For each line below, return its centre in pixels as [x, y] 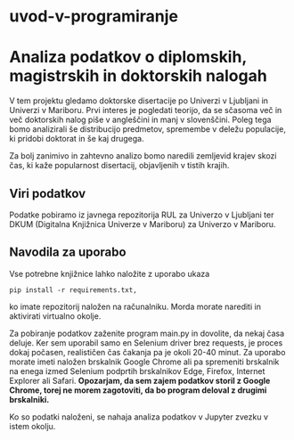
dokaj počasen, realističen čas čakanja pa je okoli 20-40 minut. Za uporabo [147, 352]
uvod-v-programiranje [94, 16]
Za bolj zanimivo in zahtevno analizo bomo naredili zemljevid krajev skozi [143, 156]
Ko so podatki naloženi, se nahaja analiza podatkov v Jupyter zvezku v [139, 417]
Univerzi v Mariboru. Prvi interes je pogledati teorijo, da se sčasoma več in [146, 110]
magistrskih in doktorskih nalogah [138, 76]
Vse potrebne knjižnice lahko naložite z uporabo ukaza [110, 273]
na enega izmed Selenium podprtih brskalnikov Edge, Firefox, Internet [137, 371]
